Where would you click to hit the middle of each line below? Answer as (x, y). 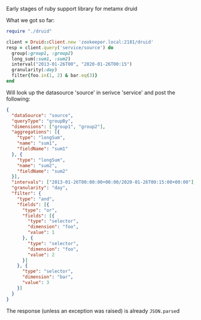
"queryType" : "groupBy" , (42, 121)
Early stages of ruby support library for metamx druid (72, 9)
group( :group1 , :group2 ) (42, 53)
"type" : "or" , (40, 210)
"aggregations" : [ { (36, 132)
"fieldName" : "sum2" (42, 171)
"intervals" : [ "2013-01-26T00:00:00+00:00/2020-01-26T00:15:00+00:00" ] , (104, 182)
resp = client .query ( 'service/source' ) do (60, 47)
